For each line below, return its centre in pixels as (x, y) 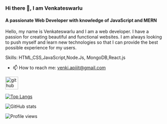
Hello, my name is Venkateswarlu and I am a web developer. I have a (77, 32)
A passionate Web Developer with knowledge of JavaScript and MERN (81, 20)
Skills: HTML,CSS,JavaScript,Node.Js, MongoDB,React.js (65, 57)
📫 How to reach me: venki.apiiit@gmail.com (59, 68)
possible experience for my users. (41, 48)
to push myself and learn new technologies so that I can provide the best (82, 42)
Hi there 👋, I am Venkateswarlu (44, 8)
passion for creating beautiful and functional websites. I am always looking (83, 37)
